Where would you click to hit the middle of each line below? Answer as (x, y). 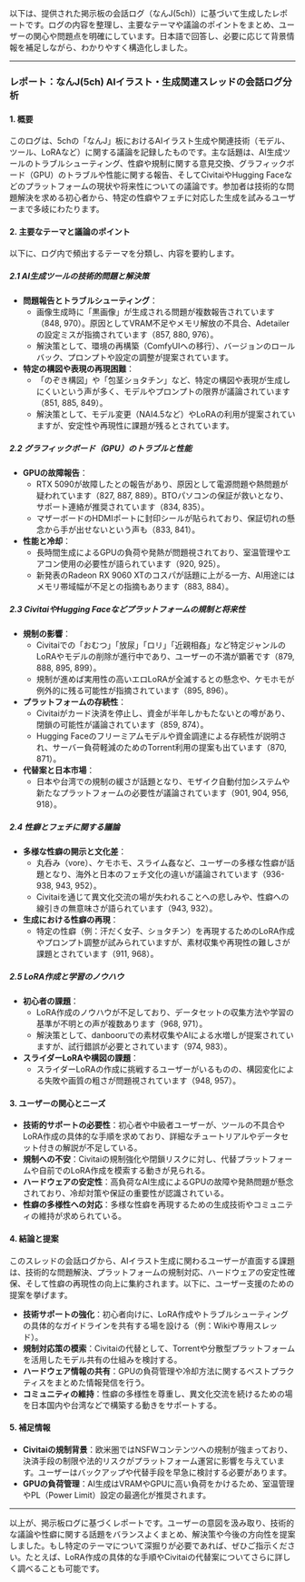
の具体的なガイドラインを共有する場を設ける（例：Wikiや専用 (138, 1325)
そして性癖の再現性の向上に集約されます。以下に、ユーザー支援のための (160, 1283)
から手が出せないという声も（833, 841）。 (122, 529)
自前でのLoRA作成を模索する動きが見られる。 (124, 1171)
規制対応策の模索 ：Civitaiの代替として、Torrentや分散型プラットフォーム (158, 1348)
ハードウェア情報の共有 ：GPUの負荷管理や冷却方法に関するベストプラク (158, 1371)
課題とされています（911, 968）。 (97, 954)
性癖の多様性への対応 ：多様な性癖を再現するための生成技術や (138, 1204)
